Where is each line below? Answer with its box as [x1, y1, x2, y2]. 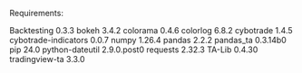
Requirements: [9, 8, 63, 18]
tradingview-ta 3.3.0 [9, 54, 85, 64]
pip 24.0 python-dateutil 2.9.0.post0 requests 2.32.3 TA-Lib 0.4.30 [9, 44, 258, 55]
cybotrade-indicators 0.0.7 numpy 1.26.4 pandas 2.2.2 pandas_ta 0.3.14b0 [9, 35, 287, 45]
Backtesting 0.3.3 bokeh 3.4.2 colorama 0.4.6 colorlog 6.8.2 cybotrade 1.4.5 [9, 25, 293, 35]
